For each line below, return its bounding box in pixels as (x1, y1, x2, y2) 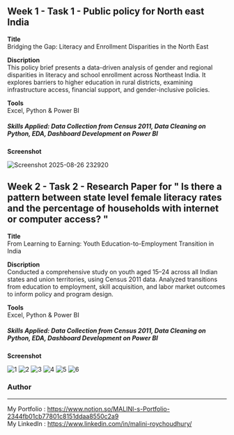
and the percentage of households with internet (7, 203, 219, 214)
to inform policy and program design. (7, 290, 114, 298)
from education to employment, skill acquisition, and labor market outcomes (7, 282, 226, 291)
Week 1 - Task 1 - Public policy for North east (7, 6, 205, 17)
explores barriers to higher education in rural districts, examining (7, 78, 193, 86)
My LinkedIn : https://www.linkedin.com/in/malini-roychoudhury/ (7, 419, 192, 427)
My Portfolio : (7, 404, 46, 413)
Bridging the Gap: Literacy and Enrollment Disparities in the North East (7, 42, 209, 51)
